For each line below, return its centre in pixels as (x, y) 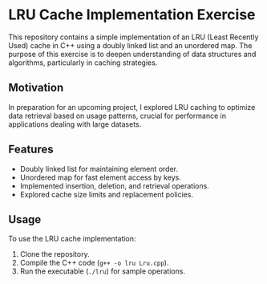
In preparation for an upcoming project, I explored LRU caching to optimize (132, 107)
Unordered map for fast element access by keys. (101, 177)
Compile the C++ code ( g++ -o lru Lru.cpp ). (94, 263)
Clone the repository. (55, 254)
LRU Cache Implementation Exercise (132, 15)
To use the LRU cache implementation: (72, 239)
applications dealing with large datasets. (75, 124)
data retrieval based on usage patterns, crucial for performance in (117, 116)
